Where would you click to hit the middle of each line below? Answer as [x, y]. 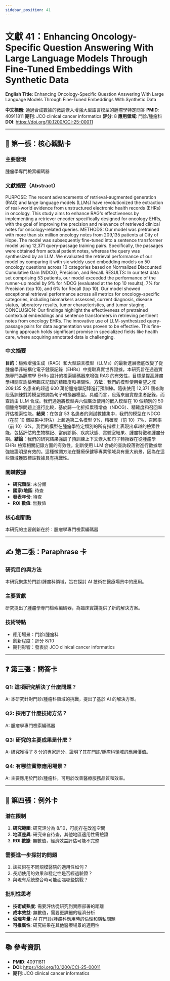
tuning [12, 332]
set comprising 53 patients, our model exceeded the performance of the [80, 278]
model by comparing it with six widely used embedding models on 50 [78, 262]
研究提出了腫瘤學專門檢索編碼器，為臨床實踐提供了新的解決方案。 [74, 608]
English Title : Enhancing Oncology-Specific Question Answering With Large [85, 94]
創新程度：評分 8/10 [33, 640]
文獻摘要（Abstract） [32, 186]
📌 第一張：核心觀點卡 [38, 144]
